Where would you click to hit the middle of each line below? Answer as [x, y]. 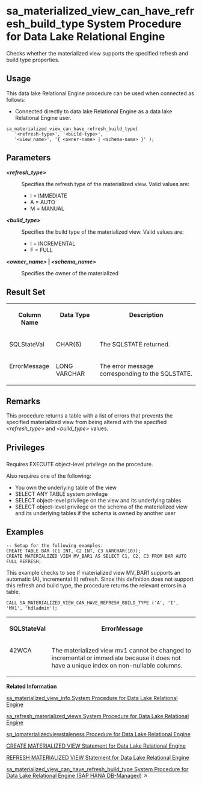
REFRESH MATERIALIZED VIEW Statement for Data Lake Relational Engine [98, 758]
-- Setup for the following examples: [55, 546]
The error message [127, 366]
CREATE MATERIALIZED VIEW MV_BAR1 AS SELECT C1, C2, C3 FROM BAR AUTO [96, 556]
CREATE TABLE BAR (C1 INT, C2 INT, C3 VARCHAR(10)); [74, 551]
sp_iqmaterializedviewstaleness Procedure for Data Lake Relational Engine [99, 734]
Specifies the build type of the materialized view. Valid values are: [103, 232]
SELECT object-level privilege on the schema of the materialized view [101, 507]
